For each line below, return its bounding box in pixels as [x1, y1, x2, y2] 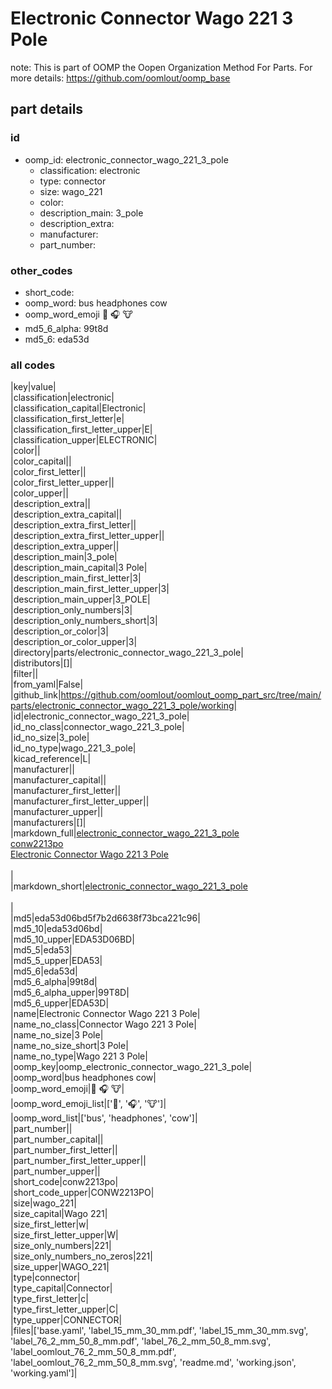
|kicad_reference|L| [10, 753, 92, 765]
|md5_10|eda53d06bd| [10, 923, 103, 935]
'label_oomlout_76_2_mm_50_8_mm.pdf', [10, 1346, 177, 1358]
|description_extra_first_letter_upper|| [10, 530, 165, 542]
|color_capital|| [10, 455, 72, 467]
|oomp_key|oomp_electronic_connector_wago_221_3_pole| [10, 1061, 253, 1073]
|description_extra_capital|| [10, 508, 123, 521]
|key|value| [10, 381, 57, 393]
